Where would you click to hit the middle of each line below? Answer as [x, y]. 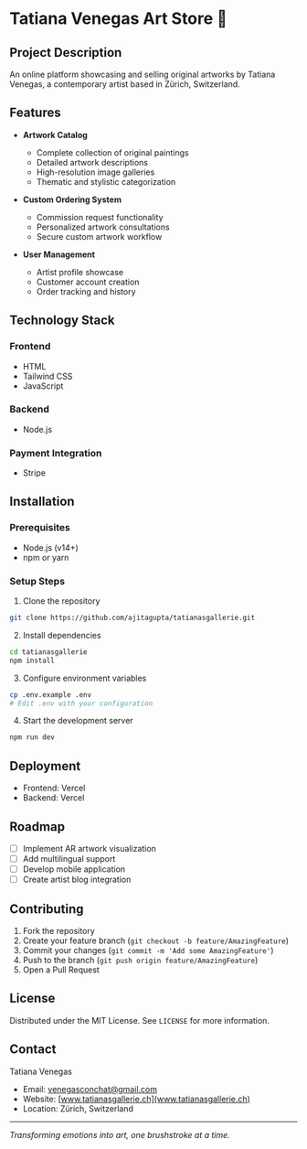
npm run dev [32, 737]
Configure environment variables [85, 678]
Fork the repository [59, 931]
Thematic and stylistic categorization [106, 181]
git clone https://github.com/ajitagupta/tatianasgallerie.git [132, 618]
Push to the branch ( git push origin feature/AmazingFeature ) [140, 961]
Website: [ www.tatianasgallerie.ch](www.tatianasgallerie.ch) [137, 1099]
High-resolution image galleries [95, 172]
